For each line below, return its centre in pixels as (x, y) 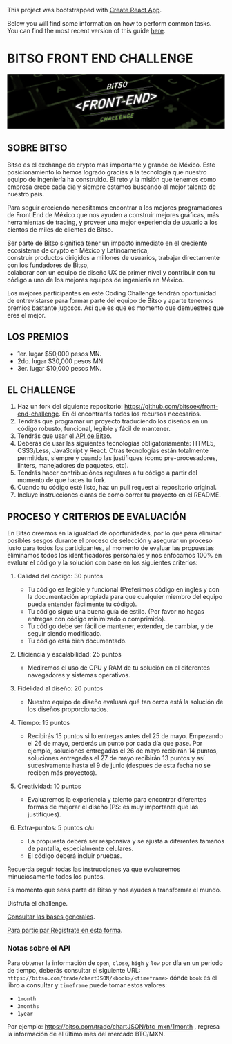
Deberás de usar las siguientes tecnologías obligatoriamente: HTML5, (116, 443)
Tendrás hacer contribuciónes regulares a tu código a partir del (107, 473)
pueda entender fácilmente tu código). (82, 604)
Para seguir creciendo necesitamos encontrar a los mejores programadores (115, 208)
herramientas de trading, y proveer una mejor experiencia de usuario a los (113, 222)
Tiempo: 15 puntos (43, 723)
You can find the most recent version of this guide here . (86, 31)
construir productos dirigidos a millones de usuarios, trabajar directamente (113, 257)
